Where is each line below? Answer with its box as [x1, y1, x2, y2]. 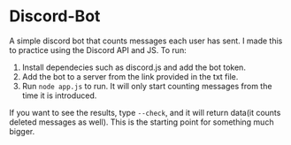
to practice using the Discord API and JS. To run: [9, 44, 188, 55]
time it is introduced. [21, 90, 97, 101]
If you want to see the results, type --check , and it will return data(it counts [9, 107, 281, 118]
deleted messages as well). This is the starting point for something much [9, 117, 274, 127]
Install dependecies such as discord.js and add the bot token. [21, 62, 246, 72]
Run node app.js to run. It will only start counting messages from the [21, 80, 272, 91]
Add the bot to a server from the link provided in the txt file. [21, 71, 239, 81]
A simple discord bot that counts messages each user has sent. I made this [9, 35, 283, 46]
